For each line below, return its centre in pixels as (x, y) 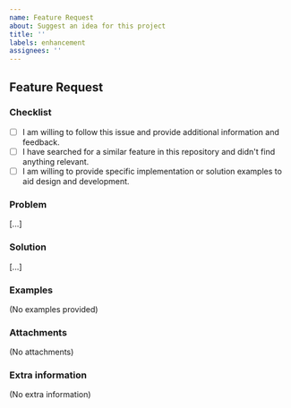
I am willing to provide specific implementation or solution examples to (152, 171)
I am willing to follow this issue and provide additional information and (150, 132)
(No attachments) (42, 352)
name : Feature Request (51, 17)
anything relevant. (56, 161)
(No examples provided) (54, 309)
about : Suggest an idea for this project (88, 26)
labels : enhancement (48, 42)
